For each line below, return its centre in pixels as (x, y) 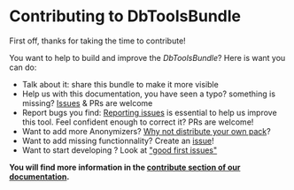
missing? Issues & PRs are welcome (87, 103)
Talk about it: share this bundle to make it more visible (120, 84)
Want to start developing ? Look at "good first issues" (120, 150)
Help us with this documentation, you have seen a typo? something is (149, 94)
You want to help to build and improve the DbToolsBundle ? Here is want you (147, 57)
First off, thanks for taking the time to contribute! (97, 41)
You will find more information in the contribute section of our (125, 167)
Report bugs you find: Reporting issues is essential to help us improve (149, 112)
